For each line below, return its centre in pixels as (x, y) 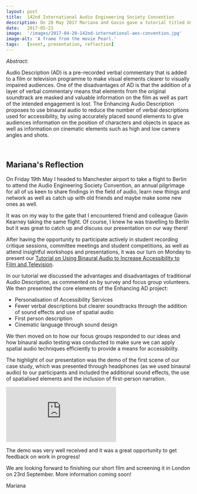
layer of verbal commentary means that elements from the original (86, 91)
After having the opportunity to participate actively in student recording (92, 239)
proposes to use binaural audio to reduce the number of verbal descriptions (98, 110)
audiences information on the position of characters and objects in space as (98, 122)
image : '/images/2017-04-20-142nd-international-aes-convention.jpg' (94, 34)
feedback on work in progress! (43, 456)
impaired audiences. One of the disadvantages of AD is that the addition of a (98, 85)
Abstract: (17, 61)
